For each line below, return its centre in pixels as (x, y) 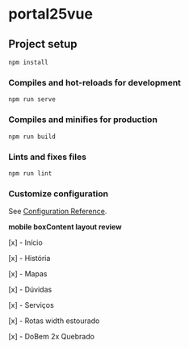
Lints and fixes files (48, 157)
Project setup (43, 44)
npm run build (32, 137)
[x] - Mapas (28, 274)
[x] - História (29, 259)
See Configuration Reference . (58, 212)
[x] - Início (25, 242)
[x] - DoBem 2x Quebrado (52, 337)
